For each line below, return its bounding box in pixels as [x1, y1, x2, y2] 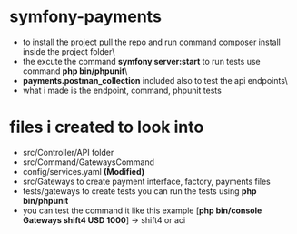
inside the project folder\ [22, 46, 115, 56]
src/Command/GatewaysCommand [22, 157, 155, 168]
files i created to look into [9, 117, 204, 137]
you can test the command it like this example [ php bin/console [22, 205, 262, 216]
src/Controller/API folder [22, 147, 114, 158]
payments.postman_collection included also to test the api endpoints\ [22, 75, 288, 86]
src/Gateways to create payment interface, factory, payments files [22, 176, 271, 187]
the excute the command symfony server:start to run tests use [22, 56, 261, 66]
